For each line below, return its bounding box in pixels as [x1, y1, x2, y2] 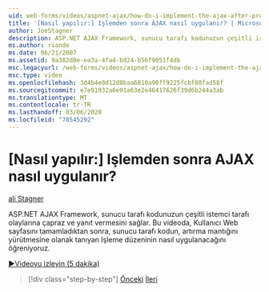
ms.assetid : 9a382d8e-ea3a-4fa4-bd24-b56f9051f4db [8, 57, 181, 65]
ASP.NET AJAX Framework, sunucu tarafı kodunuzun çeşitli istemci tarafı [8, 209, 250, 218]
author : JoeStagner [8, 26, 74, 34]
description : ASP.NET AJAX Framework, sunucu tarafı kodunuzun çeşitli [8, 34, 252, 42]
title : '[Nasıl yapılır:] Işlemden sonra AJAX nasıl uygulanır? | [8, 19, 235, 27]
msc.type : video [8, 71, 62, 79]
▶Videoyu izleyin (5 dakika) [8, 258, 100, 268]
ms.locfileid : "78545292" [8, 116, 94, 124]
